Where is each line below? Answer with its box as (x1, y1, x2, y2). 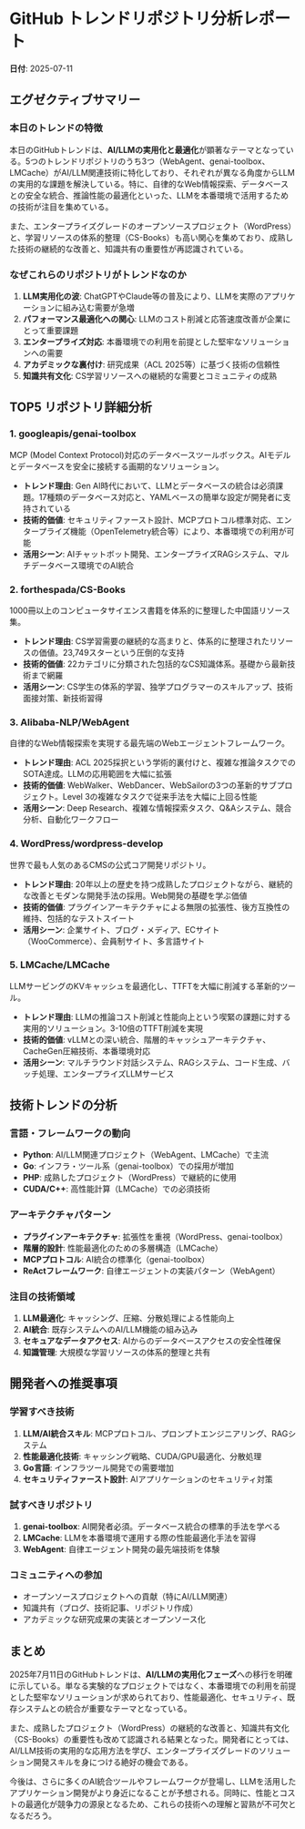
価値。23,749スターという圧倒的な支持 (38, 647, 185, 658)
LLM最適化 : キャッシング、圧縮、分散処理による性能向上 (22, 1313, 235, 1323)
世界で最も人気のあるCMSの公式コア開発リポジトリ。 (9, 859, 211, 870)
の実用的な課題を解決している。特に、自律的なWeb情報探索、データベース (9, 179, 290, 189)
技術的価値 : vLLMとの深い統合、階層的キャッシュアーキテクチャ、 (22, 1034, 271, 1045)
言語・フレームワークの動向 (9, 1127, 131, 1139)
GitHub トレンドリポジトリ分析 (9, 8, 243, 29)
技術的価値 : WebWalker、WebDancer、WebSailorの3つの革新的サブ (22, 780, 278, 791)
